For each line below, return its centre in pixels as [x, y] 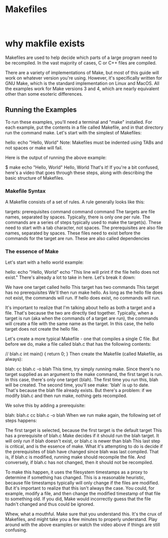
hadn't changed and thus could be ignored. [50, 504]
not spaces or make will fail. [34, 147]
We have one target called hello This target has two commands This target [82, 287]
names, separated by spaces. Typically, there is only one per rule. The [78, 217]
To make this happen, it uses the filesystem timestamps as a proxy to [76, 472]
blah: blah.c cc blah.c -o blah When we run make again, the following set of [83, 415]
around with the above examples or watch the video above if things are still [83, 525]
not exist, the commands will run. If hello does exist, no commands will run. [83, 298]
